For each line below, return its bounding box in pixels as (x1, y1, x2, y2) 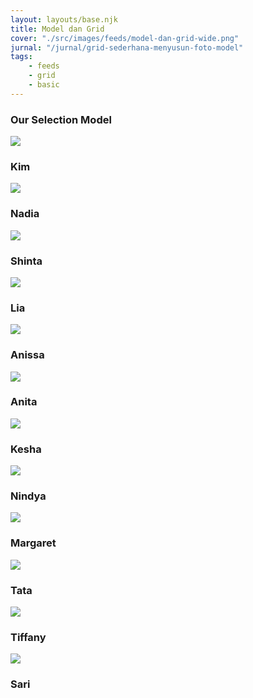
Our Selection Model (10, 112, 112, 126)
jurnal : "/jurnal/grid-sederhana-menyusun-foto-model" (10, 42, 244, 53)
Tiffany (10, 630, 47, 644)
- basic (28, 80, 60, 90)
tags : (10, 52, 33, 62)
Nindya (10, 489, 47, 503)
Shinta (10, 254, 43, 268)
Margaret (10, 536, 57, 550)
